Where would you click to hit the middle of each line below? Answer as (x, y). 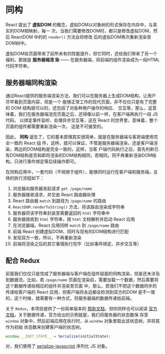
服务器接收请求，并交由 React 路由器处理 (54, 194)
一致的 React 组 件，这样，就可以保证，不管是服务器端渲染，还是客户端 (82, 143)
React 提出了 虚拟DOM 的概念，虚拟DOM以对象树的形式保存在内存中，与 (79, 25)
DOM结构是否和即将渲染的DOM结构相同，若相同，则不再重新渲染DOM (81, 155)
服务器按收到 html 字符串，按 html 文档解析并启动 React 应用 (74, 219)
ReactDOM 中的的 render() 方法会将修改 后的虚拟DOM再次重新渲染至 (81, 37)
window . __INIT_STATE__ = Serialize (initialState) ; (58, 336)
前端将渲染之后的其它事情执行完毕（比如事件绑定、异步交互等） (77, 243)
